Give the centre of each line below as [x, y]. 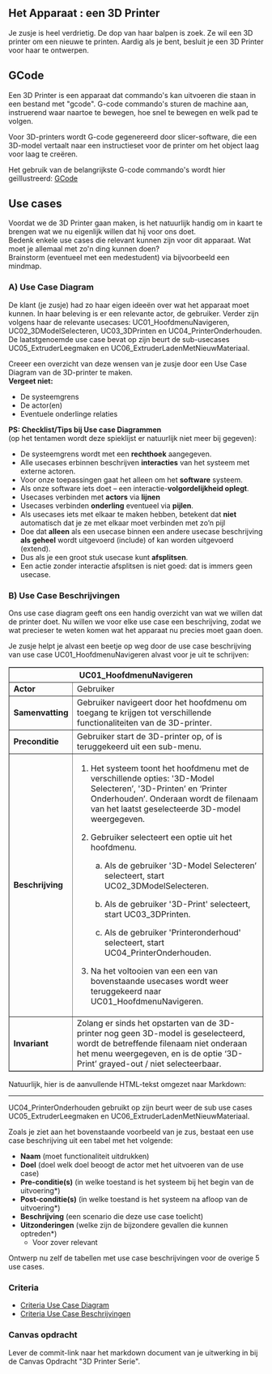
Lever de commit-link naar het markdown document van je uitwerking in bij [133, 1352]
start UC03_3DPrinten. [147, 914]
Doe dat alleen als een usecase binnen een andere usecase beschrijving [141, 531]
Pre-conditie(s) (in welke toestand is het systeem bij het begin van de [137, 1182]
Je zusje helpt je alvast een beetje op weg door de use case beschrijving [130, 646]
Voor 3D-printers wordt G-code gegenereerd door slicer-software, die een [133, 136]
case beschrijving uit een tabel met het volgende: [91, 1141]
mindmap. [25, 266]
